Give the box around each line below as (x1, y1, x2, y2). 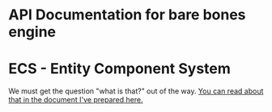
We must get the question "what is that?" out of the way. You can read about (8, 86, 264, 96)
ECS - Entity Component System (8, 60, 231, 78)
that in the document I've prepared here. (8, 95, 143, 105)
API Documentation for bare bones (8, 6, 246, 24)
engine (8, 23, 57, 41)
